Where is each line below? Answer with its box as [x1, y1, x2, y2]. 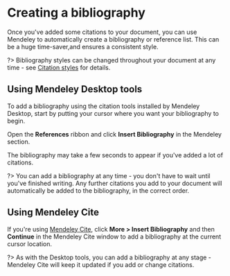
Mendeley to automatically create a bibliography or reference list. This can [7, 35, 220, 43]
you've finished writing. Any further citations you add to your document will [7, 179, 222, 187]
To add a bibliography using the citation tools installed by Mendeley [7, 102, 200, 110]
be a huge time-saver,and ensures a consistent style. [7, 42, 159, 51]
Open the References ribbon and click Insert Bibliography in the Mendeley [7, 130, 222, 138]
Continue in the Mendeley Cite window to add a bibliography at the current [7, 232, 222, 241]
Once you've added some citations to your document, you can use [7, 28, 197, 36]
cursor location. [7, 239, 52, 248]
